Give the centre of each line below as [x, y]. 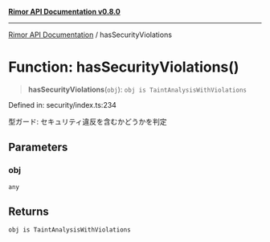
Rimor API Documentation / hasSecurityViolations [90, 35]
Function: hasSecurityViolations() [124, 67]
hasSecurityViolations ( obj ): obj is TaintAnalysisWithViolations [137, 89]
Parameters [38, 148]
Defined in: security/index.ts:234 [62, 105]
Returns [29, 212]
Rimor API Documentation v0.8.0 [64, 12]
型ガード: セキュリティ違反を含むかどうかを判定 [88, 121]
